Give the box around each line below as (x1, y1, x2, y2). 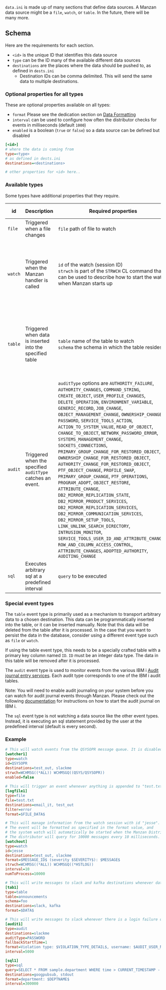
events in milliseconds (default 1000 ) (12, 122, 86, 128)
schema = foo (5, 899, 28, 904)
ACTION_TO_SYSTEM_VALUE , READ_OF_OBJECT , (58, 423, 153, 430)
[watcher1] (5, 752, 28, 757)
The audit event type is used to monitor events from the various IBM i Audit (5, 667, 159, 673)
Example (5, 735, 27, 742)
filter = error (5, 807, 32, 812)
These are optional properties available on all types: (5, 102, 111, 108)
